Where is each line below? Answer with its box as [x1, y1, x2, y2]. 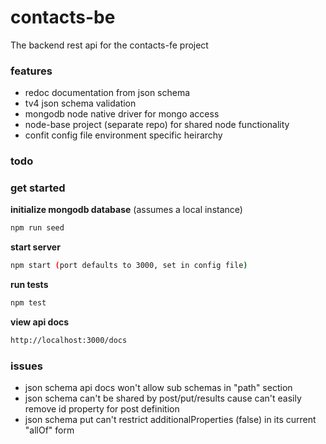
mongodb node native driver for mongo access [24, 108, 220, 120]
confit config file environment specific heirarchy [24, 129, 223, 141]
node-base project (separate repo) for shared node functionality [24, 119, 290, 131]
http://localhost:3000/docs [10, 336, 128, 346]
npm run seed [10, 223, 65, 233]
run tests [10, 279, 49, 291]
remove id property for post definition [24, 403, 180, 415]
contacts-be [10, 6, 116, 29]
